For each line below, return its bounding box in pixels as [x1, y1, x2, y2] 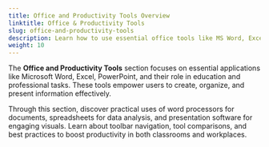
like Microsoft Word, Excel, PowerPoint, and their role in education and [8, 72, 241, 81]
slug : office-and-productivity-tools [8, 26, 134, 34]
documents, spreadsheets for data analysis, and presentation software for [8, 113, 253, 122]
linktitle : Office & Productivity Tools [8, 19, 146, 27]
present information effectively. [8, 89, 112, 98]
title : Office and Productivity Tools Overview [8, 11, 171, 20]
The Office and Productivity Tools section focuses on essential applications [8, 63, 261, 73]
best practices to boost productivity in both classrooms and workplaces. [8, 129, 247, 140]
